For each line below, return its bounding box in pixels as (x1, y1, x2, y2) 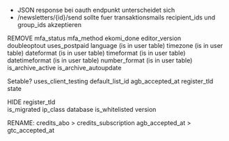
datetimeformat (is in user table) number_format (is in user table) (7, 56, 193, 65)
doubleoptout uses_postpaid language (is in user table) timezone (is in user (7, 42, 223, 49)
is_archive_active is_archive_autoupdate (7, 64, 122, 72)
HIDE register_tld (7, 98, 56, 106)
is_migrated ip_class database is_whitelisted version (7, 106, 157, 113)
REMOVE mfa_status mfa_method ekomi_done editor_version (7, 34, 182, 42)
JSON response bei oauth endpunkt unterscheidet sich (17, 6, 175, 14)
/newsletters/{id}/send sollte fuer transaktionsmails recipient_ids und (17, 13, 216, 22)
